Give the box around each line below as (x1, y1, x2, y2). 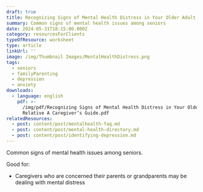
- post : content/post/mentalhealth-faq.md (11, 121, 120, 127)
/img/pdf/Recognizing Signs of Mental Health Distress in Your (22, 104, 185, 110)
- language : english (11, 93, 63, 99)
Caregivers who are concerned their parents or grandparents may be (14, 172, 187, 179)
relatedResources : (6, 115, 53, 121)
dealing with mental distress (14, 179, 86, 186)
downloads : (6, 88, 34, 94)
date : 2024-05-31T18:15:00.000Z (6, 25, 88, 32)
